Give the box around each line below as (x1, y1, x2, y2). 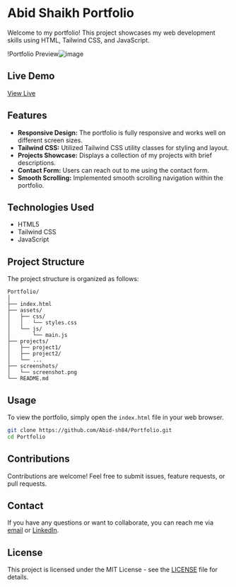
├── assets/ (7, 307, 42, 314)
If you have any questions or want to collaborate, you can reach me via (7, 518, 214, 527)
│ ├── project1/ (7, 344, 61, 351)
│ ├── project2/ (7, 351, 61, 358)
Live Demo (7, 70, 55, 82)
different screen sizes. (17, 136, 83, 144)
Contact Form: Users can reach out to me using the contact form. (17, 166, 210, 174)
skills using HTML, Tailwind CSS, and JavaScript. (7, 35, 150, 44)
